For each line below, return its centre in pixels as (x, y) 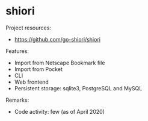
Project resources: (29, 28)
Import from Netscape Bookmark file (60, 63)
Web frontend (31, 82)
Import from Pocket (38, 69)
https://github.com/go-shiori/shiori (57, 39)
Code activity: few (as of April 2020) (59, 111)
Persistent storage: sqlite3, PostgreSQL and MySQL (78, 88)
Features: (17, 51)
